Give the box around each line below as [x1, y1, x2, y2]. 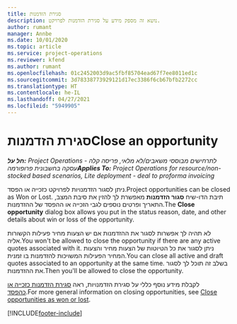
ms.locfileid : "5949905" [7, 103, 81, 110]
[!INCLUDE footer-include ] [7, 308, 83, 317]
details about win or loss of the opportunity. [7, 215, 134, 224]
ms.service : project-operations [7, 50, 103, 57]
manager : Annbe [7, 30, 52, 37]
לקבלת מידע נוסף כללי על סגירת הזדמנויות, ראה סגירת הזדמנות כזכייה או [7, 280, 200, 289]
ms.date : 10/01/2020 [7, 37, 69, 44]
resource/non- [179, 163, 221, 172]
